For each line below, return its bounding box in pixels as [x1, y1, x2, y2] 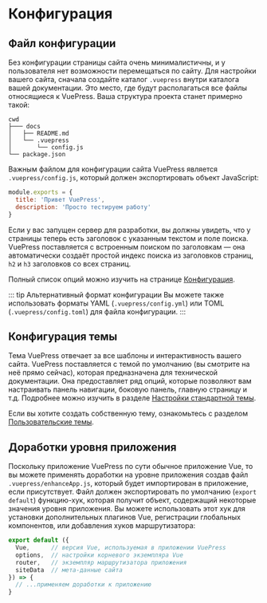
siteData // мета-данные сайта [15, 566, 124, 574]
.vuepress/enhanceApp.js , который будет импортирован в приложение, [8, 479, 249, 488]
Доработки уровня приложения [8, 440, 177, 454]
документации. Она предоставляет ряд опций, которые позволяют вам [8, 376, 253, 386]
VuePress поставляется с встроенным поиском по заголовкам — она [8, 242, 245, 251]
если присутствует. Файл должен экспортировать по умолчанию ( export [8, 487, 257, 497]
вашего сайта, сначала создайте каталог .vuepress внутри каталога [8, 75, 240, 84]
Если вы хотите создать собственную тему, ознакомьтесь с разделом [8, 408, 249, 419]
